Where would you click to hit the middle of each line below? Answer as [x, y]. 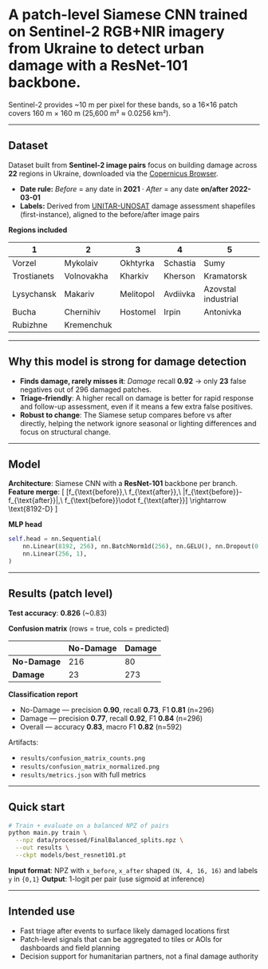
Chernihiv [83, 311]
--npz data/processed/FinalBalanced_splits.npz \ [99, 840]
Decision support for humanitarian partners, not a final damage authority [139, 956]
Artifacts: [23, 742]
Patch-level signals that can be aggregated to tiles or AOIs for [121, 939]
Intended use [42, 912]
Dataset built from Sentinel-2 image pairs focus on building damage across [133, 164]
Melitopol [137, 294]
